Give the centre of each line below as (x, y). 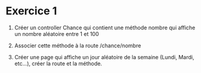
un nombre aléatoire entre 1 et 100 (57, 34)
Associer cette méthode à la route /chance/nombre (78, 45)
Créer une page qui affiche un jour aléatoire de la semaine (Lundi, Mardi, (104, 57)
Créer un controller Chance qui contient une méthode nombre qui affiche (105, 28)
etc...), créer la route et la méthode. (58, 63)
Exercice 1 (32, 11)
